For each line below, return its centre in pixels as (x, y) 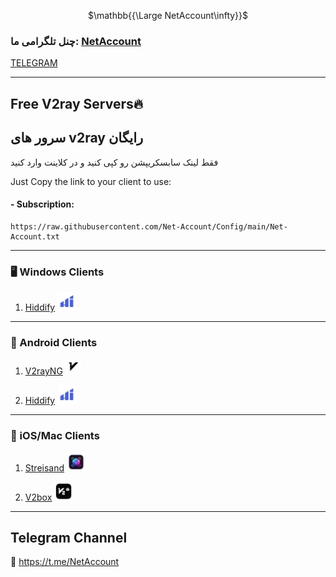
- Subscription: (42, 204)
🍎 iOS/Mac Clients (55, 436)
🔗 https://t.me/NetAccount (65, 562)
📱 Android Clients (54, 342)
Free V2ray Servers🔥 (77, 103)
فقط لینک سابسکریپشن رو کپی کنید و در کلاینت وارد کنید (114, 162)
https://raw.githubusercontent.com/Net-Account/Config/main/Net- (149, 226)
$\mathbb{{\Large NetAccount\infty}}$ (168, 15)
